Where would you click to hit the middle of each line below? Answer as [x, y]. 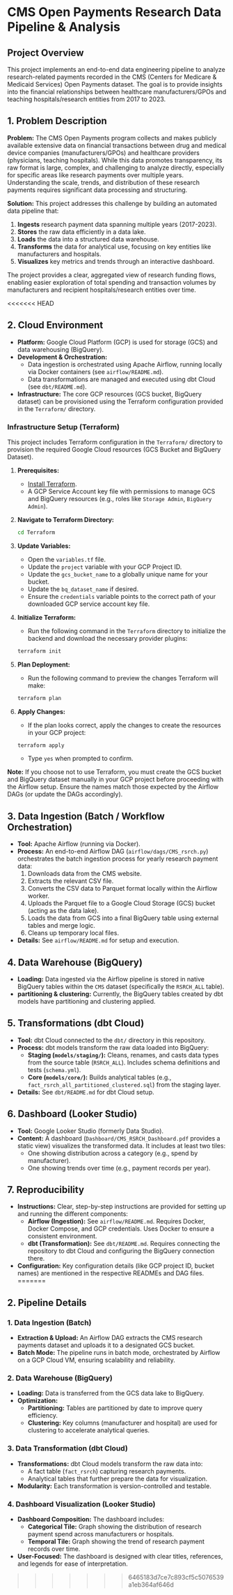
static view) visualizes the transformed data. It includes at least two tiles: [121, 1145]
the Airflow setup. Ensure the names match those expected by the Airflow [113, 787]
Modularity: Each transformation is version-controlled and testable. [114, 1486]
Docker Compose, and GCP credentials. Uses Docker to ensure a [121, 1229]
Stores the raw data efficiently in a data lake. [81, 232]
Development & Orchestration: [62, 357]
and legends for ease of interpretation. [73, 1564]
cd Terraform [36, 532]
